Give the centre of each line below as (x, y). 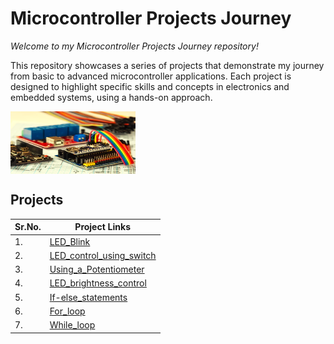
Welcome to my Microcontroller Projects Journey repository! (134, 46)
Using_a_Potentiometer (97, 269)
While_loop (72, 325)
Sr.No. (28, 227)
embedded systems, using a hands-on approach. (111, 97)
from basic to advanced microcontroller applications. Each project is (151, 76)
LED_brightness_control (98, 283)
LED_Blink (70, 241)
